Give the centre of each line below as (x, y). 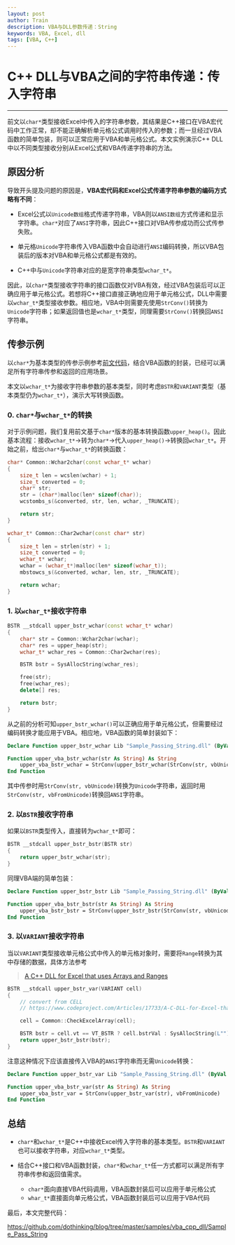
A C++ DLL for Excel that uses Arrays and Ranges (96, 976)
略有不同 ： (23, 199)
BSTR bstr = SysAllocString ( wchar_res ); (79, 665)
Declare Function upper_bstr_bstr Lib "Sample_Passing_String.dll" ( (111, 891)
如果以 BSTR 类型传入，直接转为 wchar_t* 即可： (72, 831)
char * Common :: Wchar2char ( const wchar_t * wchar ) (79, 462)
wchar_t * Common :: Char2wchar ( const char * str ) (76, 533)
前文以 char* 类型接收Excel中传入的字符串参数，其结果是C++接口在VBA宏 (112, 122)
